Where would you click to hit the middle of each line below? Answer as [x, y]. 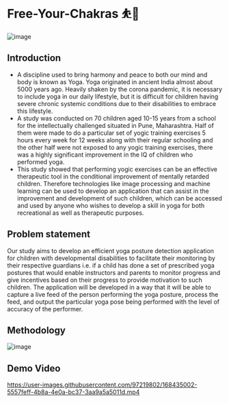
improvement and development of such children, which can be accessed [119, 198]
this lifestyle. [35, 111]
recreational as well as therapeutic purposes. [80, 213]
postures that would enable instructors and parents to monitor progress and [114, 272]
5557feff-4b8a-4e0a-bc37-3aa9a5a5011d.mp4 [73, 392]
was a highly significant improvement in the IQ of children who [105, 155]
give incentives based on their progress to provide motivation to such [105, 280]
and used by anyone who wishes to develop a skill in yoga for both [111, 205]
